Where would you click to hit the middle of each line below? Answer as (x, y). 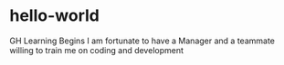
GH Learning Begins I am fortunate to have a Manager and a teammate (142, 41)
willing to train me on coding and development (97, 50)
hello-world (55, 16)
